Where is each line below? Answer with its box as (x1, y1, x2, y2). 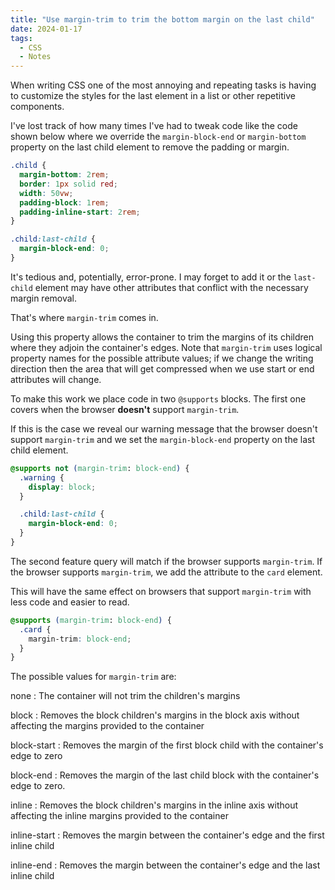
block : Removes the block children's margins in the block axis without (10, 709, 300, 721)
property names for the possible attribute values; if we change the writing (10, 352, 314, 364)
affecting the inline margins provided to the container (10, 810, 229, 822)
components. (10, 101, 65, 113)
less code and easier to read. (10, 596, 130, 608)
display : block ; (28, 482, 97, 492)
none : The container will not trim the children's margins (10, 690, 241, 702)
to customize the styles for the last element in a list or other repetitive (10, 90, 296, 102)
